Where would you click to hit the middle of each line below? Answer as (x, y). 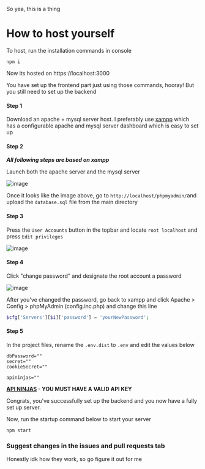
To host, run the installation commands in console (69, 50)
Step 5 (15, 331)
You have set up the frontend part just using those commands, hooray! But (100, 85)
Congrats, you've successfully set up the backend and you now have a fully (102, 400)
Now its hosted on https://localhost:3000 (58, 73)
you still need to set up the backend (51, 91)
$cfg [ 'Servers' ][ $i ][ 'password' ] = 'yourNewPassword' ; (78, 317)
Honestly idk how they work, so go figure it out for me (74, 459)
